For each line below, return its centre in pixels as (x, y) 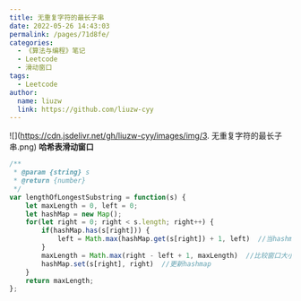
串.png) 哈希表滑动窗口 (52, 147)
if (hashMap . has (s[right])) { (96, 231)
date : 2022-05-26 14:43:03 (60, 26)
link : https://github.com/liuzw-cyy (86, 109)
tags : (19, 76)
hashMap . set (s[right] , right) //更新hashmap (127, 264)
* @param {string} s (52, 172)
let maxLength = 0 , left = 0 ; (82, 206)
